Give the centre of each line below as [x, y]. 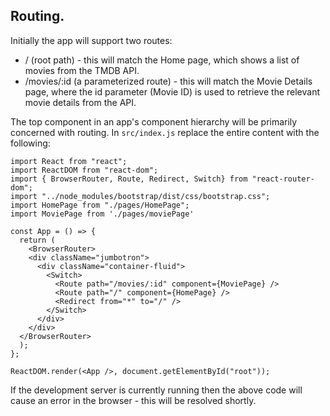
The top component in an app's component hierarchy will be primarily [154, 121]
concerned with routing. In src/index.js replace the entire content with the [165, 132]
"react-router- [283, 179]
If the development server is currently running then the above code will [156, 390]
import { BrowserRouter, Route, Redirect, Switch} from [129, 179]
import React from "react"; [69, 161]
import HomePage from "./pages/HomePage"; [100, 205]
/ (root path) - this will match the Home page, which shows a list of [162, 60]
